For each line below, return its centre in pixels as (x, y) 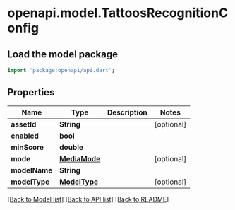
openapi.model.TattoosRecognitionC (117, 13)
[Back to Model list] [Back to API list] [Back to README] (88, 199)
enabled (25, 136)
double (71, 147)
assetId (24, 124)
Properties (31, 92)
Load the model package (63, 54)
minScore (28, 147)
